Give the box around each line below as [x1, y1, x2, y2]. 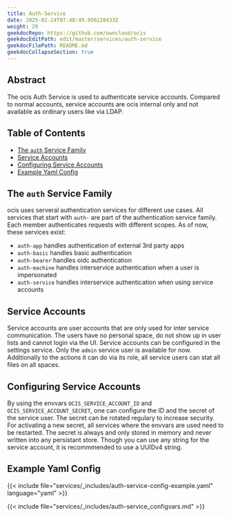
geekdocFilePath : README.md [7, 42, 88, 49]
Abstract [7, 74, 46, 86]
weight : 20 [7, 23, 39, 30]
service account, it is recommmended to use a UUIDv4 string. [7, 443, 183, 451]
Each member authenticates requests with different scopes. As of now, [7, 220, 209, 229]
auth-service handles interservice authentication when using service [17, 278, 214, 287]
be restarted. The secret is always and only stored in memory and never [7, 428, 212, 436]
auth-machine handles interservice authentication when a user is [17, 263, 200, 272]
